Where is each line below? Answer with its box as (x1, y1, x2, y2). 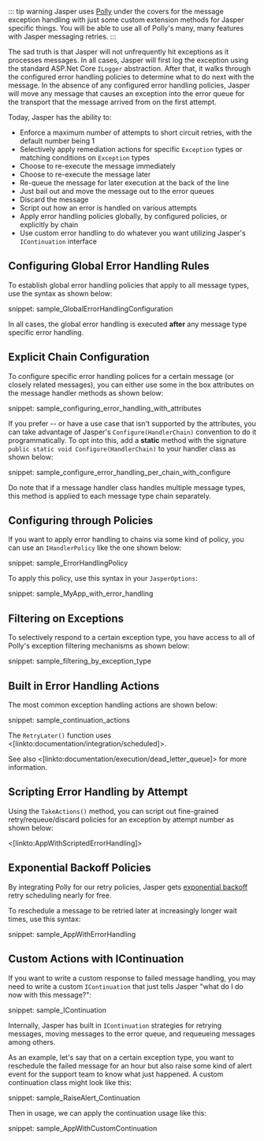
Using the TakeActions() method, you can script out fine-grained (8, 806, 219, 816)
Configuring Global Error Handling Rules (8, 259, 210, 273)
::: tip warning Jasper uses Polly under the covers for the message (8, 7, 225, 16)
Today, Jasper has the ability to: (8, 113, 112, 121)
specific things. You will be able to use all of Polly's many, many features (8, 24, 244, 32)
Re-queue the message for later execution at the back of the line (19, 178, 230, 188)
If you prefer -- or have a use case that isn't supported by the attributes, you (8, 418, 256, 428)
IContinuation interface (19, 236, 97, 246)
